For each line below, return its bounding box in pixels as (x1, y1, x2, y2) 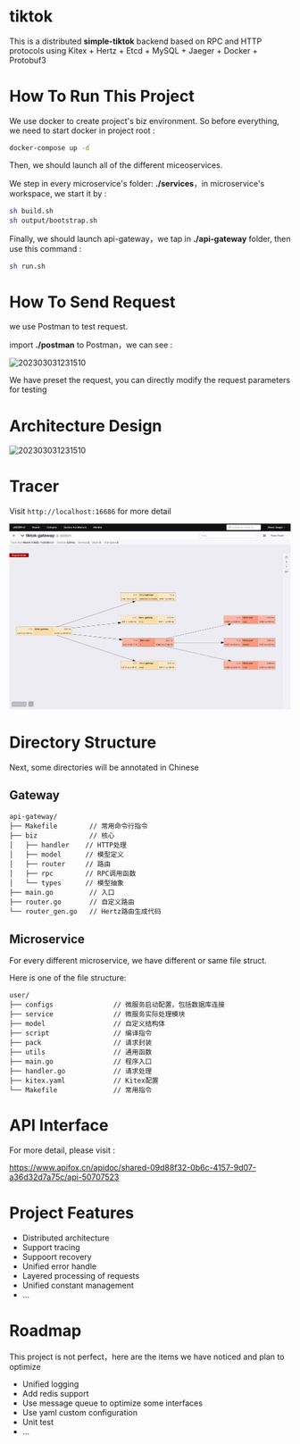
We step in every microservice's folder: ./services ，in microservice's (9, 178, 265, 188)
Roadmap (9, 1321, 82, 1341)
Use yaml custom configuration (21, 1407, 138, 1418)
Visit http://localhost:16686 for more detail (9, 506, 171, 517)
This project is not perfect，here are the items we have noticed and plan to (9, 1351, 285, 1363)
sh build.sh (9, 206, 54, 215)
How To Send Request (9, 292, 176, 312)
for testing (9, 384, 47, 395)
